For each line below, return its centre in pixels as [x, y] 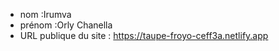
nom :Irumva [45, 14]
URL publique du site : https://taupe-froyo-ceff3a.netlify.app [144, 35]
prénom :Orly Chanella [66, 25]
